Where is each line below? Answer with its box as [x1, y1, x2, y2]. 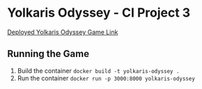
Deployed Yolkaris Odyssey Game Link [7, 28, 118, 36]
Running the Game [7, 48, 89, 60]
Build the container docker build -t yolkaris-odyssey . [17, 66, 180, 74]
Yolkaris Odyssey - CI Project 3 [7, 5, 191, 21]
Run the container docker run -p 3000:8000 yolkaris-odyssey [17, 74, 195, 82]
